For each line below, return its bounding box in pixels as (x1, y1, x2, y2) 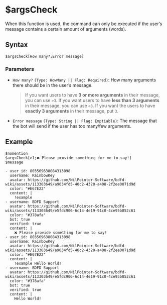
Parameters (5, 65, 34, 72)
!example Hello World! (14, 261, 62, 266)
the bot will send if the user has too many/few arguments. (12, 123, 131, 129)
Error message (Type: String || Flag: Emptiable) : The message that (12, 118, 157, 124)
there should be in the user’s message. (12, 82, 93, 88)
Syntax (5, 41, 28, 49)
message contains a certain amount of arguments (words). (5, 26, 126, 32)
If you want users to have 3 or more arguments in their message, (25, 92, 160, 98)
